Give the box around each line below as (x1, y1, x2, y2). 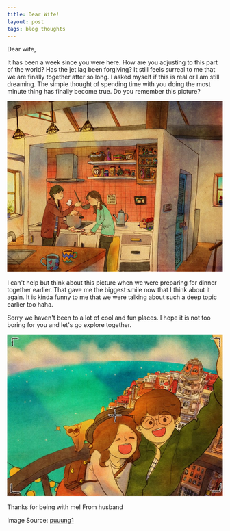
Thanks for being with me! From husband (7, 503, 123, 511)
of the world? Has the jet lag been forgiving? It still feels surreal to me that (7, 66, 216, 74)
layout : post (7, 18, 44, 25)
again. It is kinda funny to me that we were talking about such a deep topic (7, 293, 217, 301)
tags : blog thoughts (7, 25, 66, 32)
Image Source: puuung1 (7, 517, 74, 525)
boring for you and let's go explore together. (7, 321, 132, 329)
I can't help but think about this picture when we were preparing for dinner (7, 279, 217, 287)
